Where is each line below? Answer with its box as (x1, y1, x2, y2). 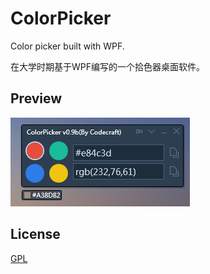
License (10, 226, 61, 243)
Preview (10, 90, 63, 107)
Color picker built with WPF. (10, 40, 125, 52)
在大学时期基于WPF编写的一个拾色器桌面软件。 (10, 60, 205, 72)
